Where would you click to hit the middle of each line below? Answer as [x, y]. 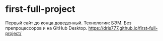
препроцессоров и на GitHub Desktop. [46, 28]
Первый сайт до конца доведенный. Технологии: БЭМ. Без [68, 23]
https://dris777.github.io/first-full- [123, 28]
